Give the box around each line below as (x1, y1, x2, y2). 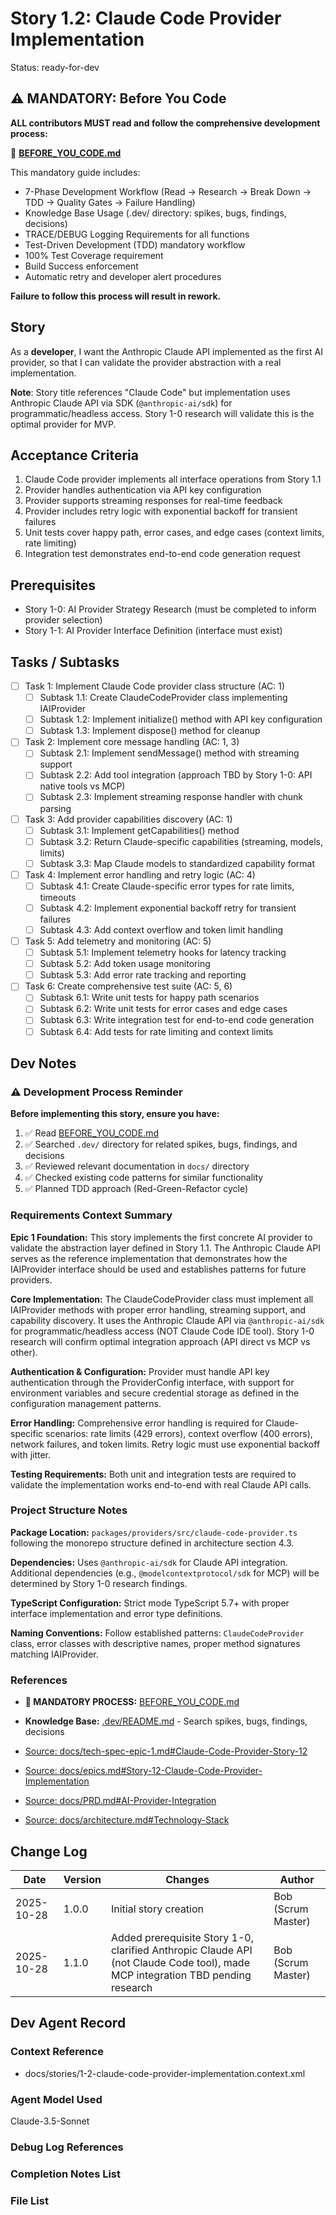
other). (10, 1346, 38, 1358)
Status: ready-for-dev (10, 61, 100, 73)
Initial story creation (110, 1902, 205, 1916)
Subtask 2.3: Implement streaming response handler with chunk (39, 791, 303, 803)
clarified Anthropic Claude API (110, 1943, 253, 1957)
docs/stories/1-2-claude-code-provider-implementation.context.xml (24, 2067, 306, 2079)
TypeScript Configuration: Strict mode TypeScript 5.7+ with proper (10, 1597, 290, 1609)
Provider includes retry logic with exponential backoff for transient (24, 505, 298, 517)
